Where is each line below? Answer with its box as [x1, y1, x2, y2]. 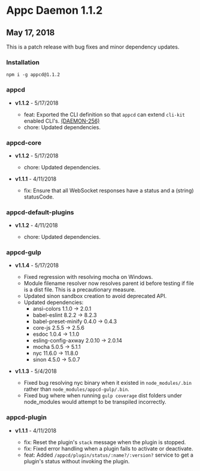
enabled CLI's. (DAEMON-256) [23, 117, 100, 124]
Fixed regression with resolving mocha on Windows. [23, 274, 153, 281]
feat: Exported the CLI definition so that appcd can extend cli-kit [23, 111, 186, 118]
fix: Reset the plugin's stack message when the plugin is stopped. [23, 438, 186, 446]
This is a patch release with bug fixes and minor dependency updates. [6, 43, 180, 50]
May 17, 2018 [6, 28, 55, 38]
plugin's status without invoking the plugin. [23, 457, 130, 464]
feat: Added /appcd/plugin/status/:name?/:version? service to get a [23, 451, 193, 458]
